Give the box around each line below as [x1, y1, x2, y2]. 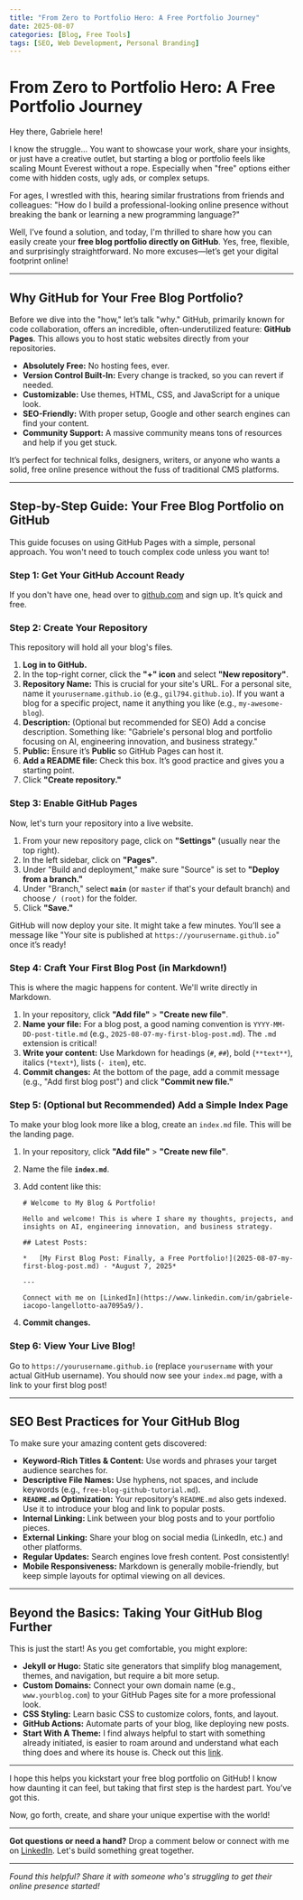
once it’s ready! [9, 939, 67, 950]
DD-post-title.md [22, 1030, 88, 1039]
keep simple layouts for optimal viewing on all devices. [22, 1571, 225, 1581]
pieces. [22, 1523, 50, 1534]
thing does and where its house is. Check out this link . [22, 1747, 224, 1758]
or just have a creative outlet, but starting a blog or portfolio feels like [9, 153, 266, 164]
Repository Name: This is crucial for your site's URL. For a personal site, [22, 679, 292, 690]
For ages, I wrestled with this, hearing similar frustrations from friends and [9, 190, 285, 201]
